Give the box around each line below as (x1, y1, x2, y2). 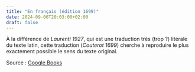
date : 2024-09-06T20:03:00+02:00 (6, 14, 89, 20)
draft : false (6, 19, 38, 25)
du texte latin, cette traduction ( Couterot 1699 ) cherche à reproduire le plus (6, 42, 189, 49)
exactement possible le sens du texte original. (6, 48, 118, 55)
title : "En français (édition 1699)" (6, 8, 99, 15)
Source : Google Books (6, 59, 63, 66)
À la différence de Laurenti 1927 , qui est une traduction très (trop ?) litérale (6, 36, 188, 43)
